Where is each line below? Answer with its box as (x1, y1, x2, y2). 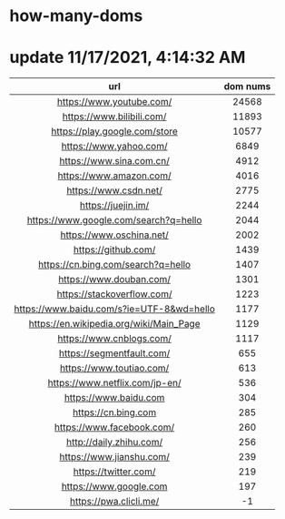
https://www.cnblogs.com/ (57, 332, 172, 345)
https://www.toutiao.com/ (59, 361, 170, 374)
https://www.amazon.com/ (57, 169, 172, 182)
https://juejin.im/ (80, 199, 150, 212)
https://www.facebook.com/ (54, 421, 175, 433)
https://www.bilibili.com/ (62, 110, 167, 123)
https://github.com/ (73, 243, 156, 256)
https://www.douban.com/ (58, 273, 171, 286)
